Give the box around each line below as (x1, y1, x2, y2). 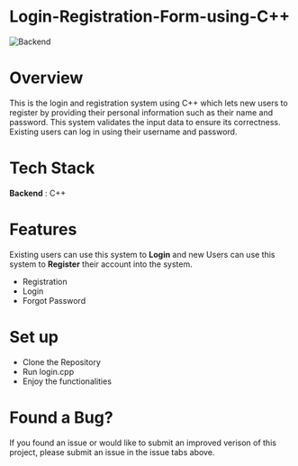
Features (9, 219, 77, 240)
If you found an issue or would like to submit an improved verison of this (9, 437, 277, 448)
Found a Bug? (9, 407, 114, 427)
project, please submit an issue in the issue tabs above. (9, 446, 215, 457)
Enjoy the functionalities (22, 376, 113, 387)
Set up (9, 326, 59, 347)
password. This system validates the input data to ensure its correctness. (9, 116, 281, 127)
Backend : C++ (9, 187, 66, 198)
